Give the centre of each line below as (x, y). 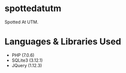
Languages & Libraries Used (63, 42)
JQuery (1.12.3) (27, 65)
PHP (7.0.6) (23, 55)
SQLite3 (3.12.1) (27, 60)
